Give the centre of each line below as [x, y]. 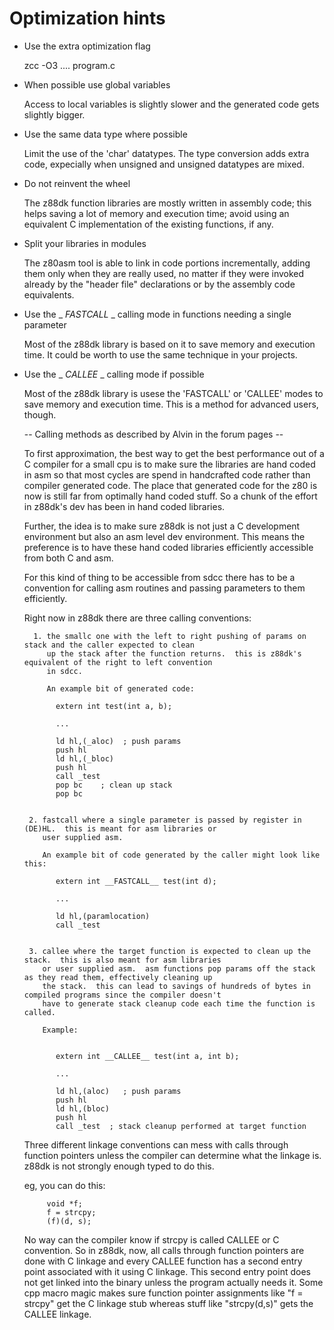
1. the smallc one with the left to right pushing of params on [170, 636]
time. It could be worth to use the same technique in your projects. [160, 354]
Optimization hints [87, 18]
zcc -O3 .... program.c [69, 65]
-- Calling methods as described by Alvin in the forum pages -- [153, 434]
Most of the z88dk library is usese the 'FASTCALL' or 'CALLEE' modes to [173, 393]
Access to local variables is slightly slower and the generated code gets [171, 104]
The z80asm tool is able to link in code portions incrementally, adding [167, 263]
